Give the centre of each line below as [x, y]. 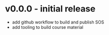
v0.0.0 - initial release [50, 9]
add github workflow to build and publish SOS [58, 22]
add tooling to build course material [48, 27]
